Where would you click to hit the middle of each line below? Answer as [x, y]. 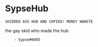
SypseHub [27, 9]
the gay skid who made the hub [37, 30]
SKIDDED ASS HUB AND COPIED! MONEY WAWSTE [49, 22]
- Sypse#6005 [27, 40]
